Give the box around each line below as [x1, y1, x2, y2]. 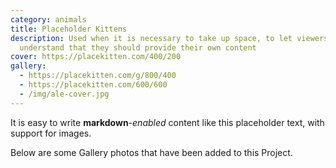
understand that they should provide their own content [19, 42, 257, 53]
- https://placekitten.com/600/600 [19, 80, 168, 90]
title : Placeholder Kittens [10, 24, 128, 34]
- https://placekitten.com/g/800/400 [19, 71, 177, 81]
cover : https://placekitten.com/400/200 [10, 52, 182, 62]
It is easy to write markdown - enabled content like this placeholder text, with [10, 116, 325, 128]
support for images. [10, 127, 92, 139]
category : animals [10, 14, 87, 25]
